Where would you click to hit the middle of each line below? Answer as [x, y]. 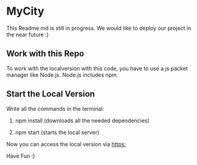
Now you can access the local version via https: [66, 144]
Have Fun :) [21, 156]
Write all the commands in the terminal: [55, 108]
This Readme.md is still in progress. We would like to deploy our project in [99, 28]
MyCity [25, 11]
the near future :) [28, 34]
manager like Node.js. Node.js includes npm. [62, 75]
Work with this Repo [45, 54]
